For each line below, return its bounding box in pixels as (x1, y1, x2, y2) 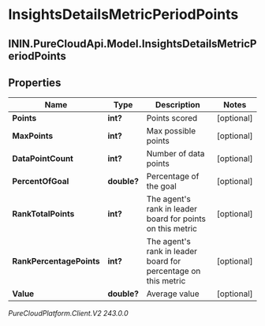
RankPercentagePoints (12, 256, 100, 267)
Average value (146, 288, 200, 299)
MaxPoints (12, 130, 54, 141)
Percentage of (146, 171, 200, 182)
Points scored (146, 113, 198, 124)
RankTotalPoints (12, 208, 75, 219)
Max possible (146, 126, 196, 137)
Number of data (146, 148, 205, 159)
